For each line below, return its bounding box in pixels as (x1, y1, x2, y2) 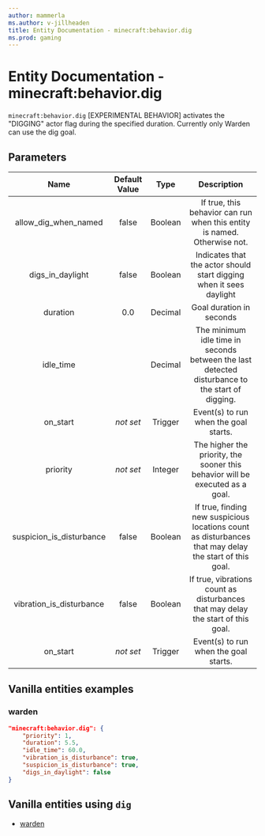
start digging (196, 270, 244, 280)
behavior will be (191, 469, 251, 479)
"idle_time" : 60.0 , (22, 747, 87, 755)
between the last (189, 354, 252, 365)
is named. (202, 227, 239, 237)
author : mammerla (8, 11, 65, 20)
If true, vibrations (188, 574, 252, 584)
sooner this (200, 460, 242, 470)
